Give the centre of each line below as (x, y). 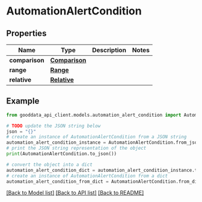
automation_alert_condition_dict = (51, 170)
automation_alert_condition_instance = (56, 142)
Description (109, 50)
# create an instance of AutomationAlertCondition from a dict (87, 176)
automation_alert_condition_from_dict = (58, 182)
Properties (26, 33)
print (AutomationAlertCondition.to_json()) (62, 154)
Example (23, 101)
